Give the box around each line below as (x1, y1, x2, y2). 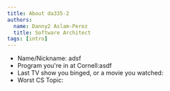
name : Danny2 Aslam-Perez (13, 23, 88, 29)
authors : (7, 16, 32, 23)
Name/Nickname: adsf (17, 54, 82, 62)
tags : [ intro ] (7, 36, 48, 42)
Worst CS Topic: (17, 76, 64, 84)
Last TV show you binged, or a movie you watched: (17, 69, 164, 77)
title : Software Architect (13, 29, 91, 36)
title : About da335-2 (7, 10, 70, 17)
